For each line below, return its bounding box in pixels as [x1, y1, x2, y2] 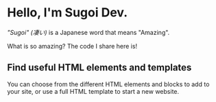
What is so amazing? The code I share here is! [7, 42, 138, 50]
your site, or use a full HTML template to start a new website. [7, 87, 180, 95]
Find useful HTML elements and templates [7, 62, 192, 73]
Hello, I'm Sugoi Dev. [7, 5, 128, 21]
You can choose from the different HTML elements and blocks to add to [7, 80, 210, 88]
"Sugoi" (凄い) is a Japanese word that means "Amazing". [7, 28, 170, 36]
